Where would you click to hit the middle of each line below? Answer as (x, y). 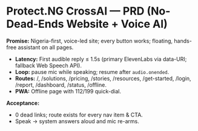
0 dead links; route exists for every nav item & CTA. (79, 115)
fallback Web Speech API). (48, 65)
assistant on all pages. (46, 47)
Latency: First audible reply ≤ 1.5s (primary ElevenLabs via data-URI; (101, 59)
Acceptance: (23, 103)
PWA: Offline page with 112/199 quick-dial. (68, 91)
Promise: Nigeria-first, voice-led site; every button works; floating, (90, 41)
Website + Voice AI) (117, 24)
